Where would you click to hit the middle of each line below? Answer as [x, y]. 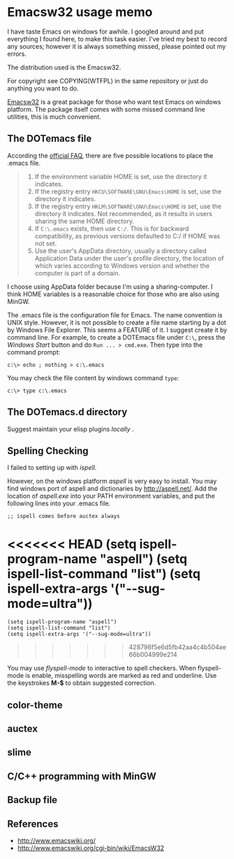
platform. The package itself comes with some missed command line [106, 109]
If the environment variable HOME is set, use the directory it [121, 176]
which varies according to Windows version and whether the [122, 266]
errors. [17, 54]
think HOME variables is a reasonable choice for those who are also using [113, 294]
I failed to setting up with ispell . [52, 468]
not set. [46, 243]
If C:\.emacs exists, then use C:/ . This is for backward [112, 229]
